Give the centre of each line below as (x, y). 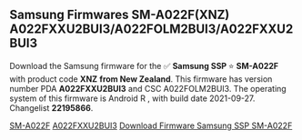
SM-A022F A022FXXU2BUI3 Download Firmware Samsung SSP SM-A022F (151, 125)
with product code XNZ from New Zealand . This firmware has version (141, 79)
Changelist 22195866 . (51, 107)
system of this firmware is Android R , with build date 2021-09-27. (132, 98)
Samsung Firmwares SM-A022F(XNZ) (120, 15)
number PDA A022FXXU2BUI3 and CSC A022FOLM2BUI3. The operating (148, 88)
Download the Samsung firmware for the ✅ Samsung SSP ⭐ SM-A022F (144, 65)
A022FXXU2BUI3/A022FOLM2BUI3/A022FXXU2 (151, 30)
